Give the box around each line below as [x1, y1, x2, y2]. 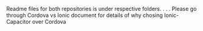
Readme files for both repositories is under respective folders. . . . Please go [6, 5, 197, 12]
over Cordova [32, 18, 67, 25]
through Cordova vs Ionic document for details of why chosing [6, 12, 163, 19]
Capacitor [6, 18, 32, 25]
